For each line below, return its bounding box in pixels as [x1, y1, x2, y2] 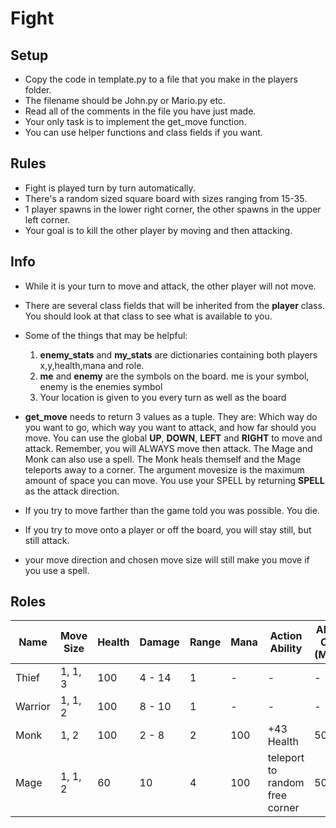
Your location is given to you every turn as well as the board [39, 391, 287, 403]
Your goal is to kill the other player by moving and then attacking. [24, 224, 293, 236]
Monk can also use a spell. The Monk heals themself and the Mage [24, 453, 302, 465]
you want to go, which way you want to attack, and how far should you [24, 421, 317, 433]
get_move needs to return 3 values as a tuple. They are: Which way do [24, 410, 318, 422]
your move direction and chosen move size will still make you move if [24, 553, 310, 566]
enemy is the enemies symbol [39, 380, 163, 392]
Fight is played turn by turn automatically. [24, 182, 196, 194]
